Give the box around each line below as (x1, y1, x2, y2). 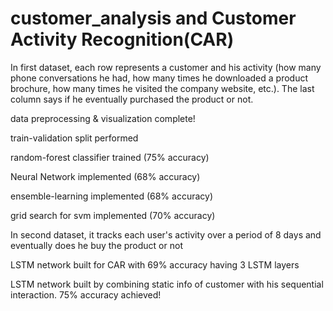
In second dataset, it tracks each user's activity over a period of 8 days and (10, 228, 322, 241)
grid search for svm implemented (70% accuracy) (10, 209, 216, 221)
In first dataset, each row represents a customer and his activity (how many (10, 61, 322, 73)
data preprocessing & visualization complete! (10, 112, 196, 124)
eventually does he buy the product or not (10, 239, 183, 251)
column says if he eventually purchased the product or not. (10, 93, 254, 105)
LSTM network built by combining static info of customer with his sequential (10, 278, 324, 290)
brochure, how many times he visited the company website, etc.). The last (10, 82, 315, 94)
